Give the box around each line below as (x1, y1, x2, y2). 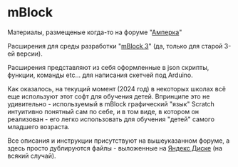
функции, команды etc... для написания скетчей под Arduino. (7, 71, 194, 79)
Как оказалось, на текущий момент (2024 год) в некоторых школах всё (7, 84, 227, 93)
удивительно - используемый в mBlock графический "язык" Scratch (7, 99, 215, 108)
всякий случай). (7, 151, 56, 160)
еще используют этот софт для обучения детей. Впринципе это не (7, 92, 210, 101)
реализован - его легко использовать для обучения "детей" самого (7, 115, 215, 123)
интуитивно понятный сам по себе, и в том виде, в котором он (7, 107, 200, 116)
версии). (16, 49, 43, 58)
